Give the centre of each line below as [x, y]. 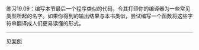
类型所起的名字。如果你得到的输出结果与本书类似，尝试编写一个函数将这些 [97, 16]
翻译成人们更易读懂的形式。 [50, 23]
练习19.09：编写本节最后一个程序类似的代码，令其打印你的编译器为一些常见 [98, 9]
